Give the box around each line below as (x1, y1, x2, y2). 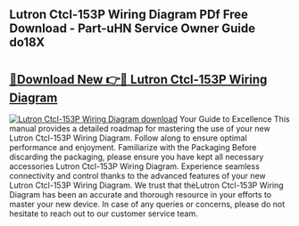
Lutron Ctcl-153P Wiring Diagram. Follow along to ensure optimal (9, 133, 247, 143)
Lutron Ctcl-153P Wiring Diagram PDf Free (9, 7, 248, 22)
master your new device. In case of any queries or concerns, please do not (9, 199, 286, 209)
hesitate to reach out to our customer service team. (9, 208, 198, 219)
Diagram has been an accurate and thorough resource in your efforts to (9, 190, 272, 199)
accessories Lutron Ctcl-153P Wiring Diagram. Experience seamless (9, 161, 261, 172)
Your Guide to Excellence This (179, 114, 290, 124)
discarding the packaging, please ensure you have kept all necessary (9, 151, 264, 162)
